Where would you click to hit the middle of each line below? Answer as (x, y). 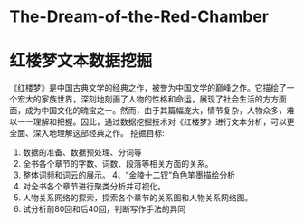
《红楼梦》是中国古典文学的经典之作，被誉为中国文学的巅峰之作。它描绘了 (148, 88)
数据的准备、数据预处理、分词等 (82, 152)
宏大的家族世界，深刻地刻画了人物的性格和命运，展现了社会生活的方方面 (152, 99)
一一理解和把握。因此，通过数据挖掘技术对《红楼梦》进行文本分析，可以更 (156, 122)
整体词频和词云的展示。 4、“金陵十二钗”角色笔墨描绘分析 (129, 175)
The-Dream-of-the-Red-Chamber (139, 17)
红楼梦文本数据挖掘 (81, 61)
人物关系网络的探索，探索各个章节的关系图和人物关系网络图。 (138, 198)
